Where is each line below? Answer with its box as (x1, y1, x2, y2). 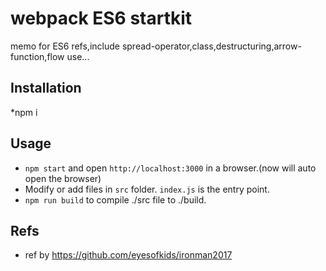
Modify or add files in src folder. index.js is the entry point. (24, 183, 270, 195)
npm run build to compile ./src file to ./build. (24, 193, 207, 206)
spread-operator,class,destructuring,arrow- (121, 40, 302, 52)
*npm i (10, 106, 38, 118)
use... (66, 50, 90, 62)
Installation (10, 80, 82, 97)
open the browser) (24, 172, 102, 184)
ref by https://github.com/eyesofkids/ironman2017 (24, 249, 233, 261)
